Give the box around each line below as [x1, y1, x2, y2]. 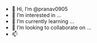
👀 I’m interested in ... [11, 12, 62, 19]
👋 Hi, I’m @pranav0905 [11, 6, 68, 12]
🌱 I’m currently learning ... [11, 18, 75, 24]
